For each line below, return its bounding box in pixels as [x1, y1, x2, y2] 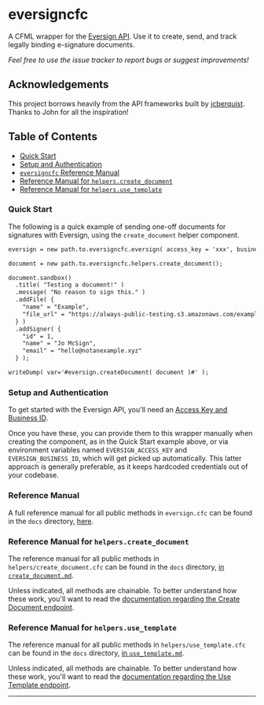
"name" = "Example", [22, 303, 90, 312]
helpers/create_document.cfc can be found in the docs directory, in [8, 562, 225, 571]
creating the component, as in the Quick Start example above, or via [8, 437, 229, 446]
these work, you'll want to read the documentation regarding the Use [8, 672, 232, 681]
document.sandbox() [8, 274, 72, 282]
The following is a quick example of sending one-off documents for [8, 222, 226, 231]
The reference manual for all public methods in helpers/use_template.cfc [8, 640, 246, 650]
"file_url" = [22, 310, 65, 318]
